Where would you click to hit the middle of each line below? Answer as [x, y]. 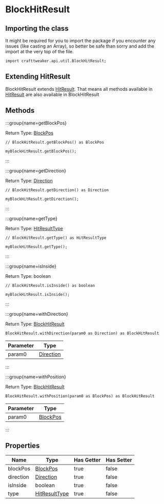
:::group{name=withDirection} [37, 314]
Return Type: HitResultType [34, 228]
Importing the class [37, 28]
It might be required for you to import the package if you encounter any [80, 41]
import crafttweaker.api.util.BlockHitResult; [56, 61]
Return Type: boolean [28, 276]
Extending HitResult [38, 77]
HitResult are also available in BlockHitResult [52, 94]
